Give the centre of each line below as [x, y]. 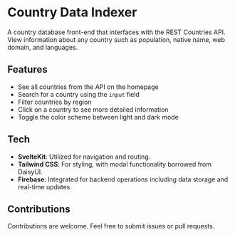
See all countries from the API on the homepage [88, 87]
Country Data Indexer [72, 12]
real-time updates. [45, 186]
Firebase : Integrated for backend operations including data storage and [123, 179]
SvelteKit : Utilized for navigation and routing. [84, 157]
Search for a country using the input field [79, 94]
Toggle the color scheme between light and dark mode [98, 117]
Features [27, 69]
